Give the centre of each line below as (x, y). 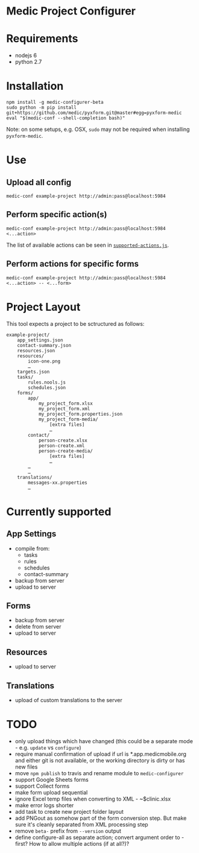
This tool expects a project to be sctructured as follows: (75, 323)
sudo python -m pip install (42, 108)
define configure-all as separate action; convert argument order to (97, 837)
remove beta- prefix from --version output (68, 831)
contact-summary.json (44, 345)
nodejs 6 (26, 55)
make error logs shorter (44, 805)
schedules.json (47, 387)
